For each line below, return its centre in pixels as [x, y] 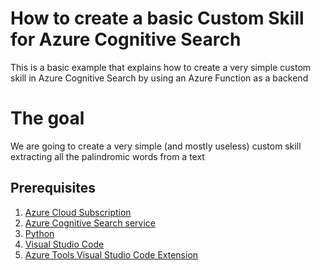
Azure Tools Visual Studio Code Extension [111, 254]
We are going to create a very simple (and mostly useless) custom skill [156, 146]
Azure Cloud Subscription [78, 212]
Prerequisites [53, 188]
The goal [47, 118]
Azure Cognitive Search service [90, 223]
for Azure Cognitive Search [126, 39]
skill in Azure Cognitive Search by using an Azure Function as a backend [159, 78]
